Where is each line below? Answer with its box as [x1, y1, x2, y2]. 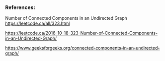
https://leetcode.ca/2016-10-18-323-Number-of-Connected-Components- [5, 30, 158, 36]
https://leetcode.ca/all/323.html [5, 20, 70, 26]
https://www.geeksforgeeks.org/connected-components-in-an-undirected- [5, 45, 160, 51]
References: [5, 4, 36, 11]
